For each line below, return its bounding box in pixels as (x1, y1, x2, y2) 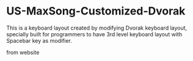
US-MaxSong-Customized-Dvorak (6, 4, 186, 18)
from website (6, 48, 40, 56)
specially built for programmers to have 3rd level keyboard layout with (6, 30, 182, 37)
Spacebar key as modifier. (6, 37, 72, 44)
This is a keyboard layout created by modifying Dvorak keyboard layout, (6, 24, 188, 31)
